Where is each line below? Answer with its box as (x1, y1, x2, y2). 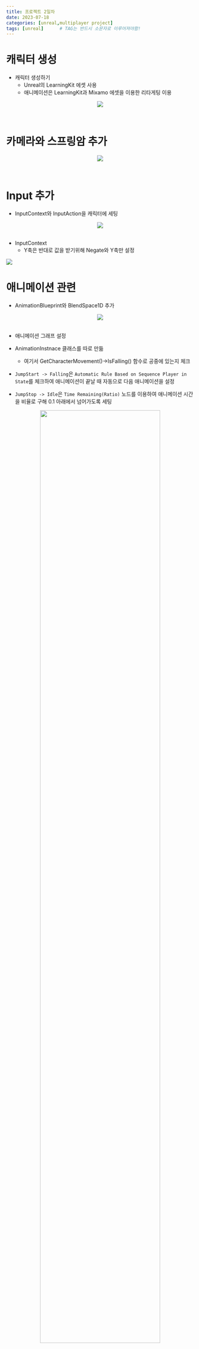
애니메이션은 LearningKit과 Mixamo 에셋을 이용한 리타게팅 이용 (23, 89, 172, 96)
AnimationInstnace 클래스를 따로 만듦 (14, 345, 104, 352)
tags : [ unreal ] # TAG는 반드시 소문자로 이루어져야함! (6, 25, 141, 32)
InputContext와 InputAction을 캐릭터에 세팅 (14, 210, 118, 217)
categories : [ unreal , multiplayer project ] (6, 20, 113, 26)
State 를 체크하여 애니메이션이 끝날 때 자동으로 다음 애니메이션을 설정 (14, 378, 175, 384)
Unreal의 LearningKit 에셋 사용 (23, 81, 97, 88)
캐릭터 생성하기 (14, 74, 51, 81)
